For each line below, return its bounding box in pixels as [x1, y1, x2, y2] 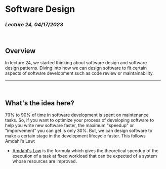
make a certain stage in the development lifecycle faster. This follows [5, 133, 146, 139]
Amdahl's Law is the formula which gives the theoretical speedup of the [12, 148, 159, 154]
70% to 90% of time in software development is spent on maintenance [5, 112, 149, 118]
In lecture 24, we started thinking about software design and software [5, 60, 147, 66]
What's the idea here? [5, 99, 75, 107]
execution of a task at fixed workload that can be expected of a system [12, 153, 157, 159]
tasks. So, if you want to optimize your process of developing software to [5, 117, 154, 123]
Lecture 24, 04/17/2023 [5, 21, 63, 28]
